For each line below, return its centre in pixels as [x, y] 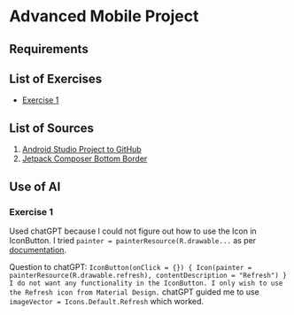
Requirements [49, 49]
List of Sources [52, 128]
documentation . [38, 250]
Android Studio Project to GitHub [81, 150]
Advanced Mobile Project [104, 16]
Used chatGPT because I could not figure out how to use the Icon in [133, 231]
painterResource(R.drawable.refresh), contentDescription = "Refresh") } [148, 275]
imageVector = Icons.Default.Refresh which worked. [107, 301]
